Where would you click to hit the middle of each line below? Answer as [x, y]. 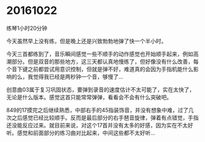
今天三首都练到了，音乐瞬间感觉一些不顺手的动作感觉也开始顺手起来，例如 [100, 54]
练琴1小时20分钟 [27, 28]
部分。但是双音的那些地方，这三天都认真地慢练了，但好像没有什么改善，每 [105, 61]
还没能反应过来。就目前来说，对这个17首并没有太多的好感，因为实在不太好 [100, 125]
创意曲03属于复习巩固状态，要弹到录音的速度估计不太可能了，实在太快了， [101, 89]
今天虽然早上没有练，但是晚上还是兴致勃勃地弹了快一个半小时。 [86, 41]
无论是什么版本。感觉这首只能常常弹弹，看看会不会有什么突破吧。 [89, 97]
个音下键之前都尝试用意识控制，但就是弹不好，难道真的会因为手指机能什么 [100, 69]
